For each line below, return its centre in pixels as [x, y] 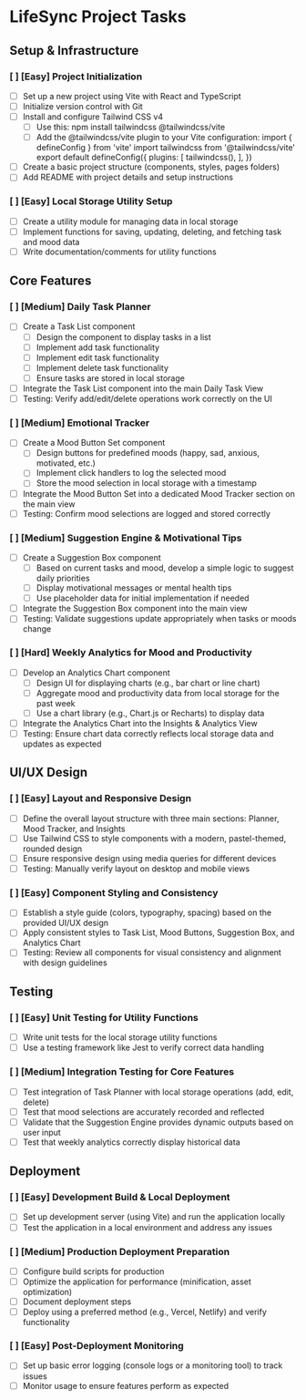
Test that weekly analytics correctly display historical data [131, 1142]
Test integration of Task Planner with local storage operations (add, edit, [158, 1092]
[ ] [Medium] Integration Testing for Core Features [122, 1072]
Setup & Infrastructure [74, 51]
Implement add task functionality [98, 347]
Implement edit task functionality [97, 357]
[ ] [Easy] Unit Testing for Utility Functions [104, 1017]
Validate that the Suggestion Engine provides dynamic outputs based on [158, 1122]
